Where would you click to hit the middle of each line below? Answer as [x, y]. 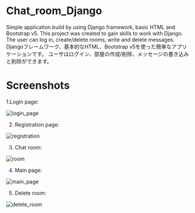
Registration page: [37, 124]
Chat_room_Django [54, 11]
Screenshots [38, 86]
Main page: [28, 170]
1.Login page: [22, 102]
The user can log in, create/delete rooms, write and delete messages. [90, 39]
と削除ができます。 [29, 61]
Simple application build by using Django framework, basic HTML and [91, 27]
